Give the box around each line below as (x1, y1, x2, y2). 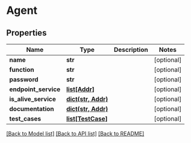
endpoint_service (9, 85, 61, 94)
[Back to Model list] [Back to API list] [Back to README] (6, 130, 145, 137)
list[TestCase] (66, 115, 108, 122)
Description (113, 46, 149, 54)
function (9, 66, 34, 74)
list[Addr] (66, 85, 95, 94)
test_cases (9, 115, 41, 122)
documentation (9, 105, 54, 113)
